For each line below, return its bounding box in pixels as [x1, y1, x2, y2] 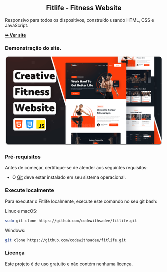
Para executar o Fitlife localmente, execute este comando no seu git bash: [5, 198, 157, 204]
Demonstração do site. [5, 44, 61, 51]
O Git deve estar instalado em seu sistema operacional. [12, 174, 126, 180]
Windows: [5, 227, 26, 233]
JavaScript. [5, 22, 29, 28]
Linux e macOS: [5, 208, 38, 214]
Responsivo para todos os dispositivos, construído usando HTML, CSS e [5, 17, 154, 23]
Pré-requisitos [5, 153, 41, 160]
